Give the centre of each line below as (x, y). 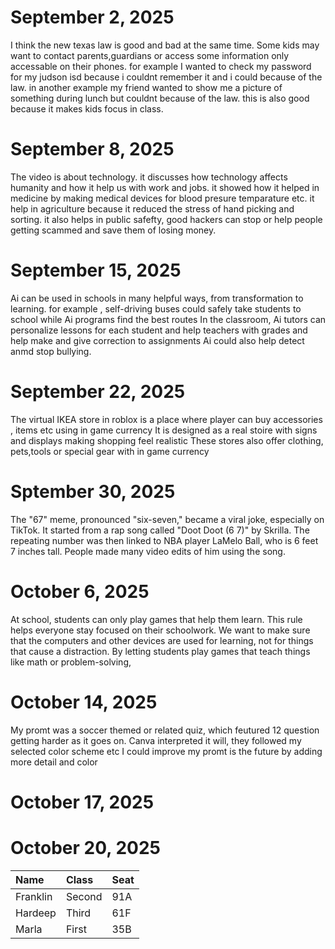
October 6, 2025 (80, 591)
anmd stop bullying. (51, 351)
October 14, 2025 (84, 702)
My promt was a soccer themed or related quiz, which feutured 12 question (165, 730)
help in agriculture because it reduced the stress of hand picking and (152, 208)
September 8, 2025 (92, 149)
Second (84, 896)
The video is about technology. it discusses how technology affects (149, 177)
